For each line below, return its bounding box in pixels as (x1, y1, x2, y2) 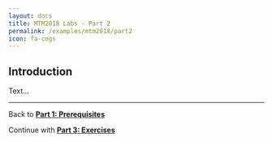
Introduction (8, 64, 73, 78)
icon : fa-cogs (8, 34, 57, 43)
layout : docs (8, 11, 53, 20)
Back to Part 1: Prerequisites (8, 110, 106, 119)
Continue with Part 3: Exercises (8, 125, 115, 135)
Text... (8, 86, 30, 96)
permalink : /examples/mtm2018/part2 (8, 27, 132, 35)
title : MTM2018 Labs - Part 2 (8, 19, 111, 28)
